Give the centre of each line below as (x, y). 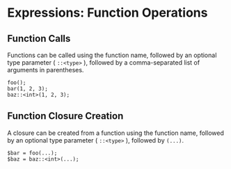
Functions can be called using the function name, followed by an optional (112, 55)
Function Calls (39, 39)
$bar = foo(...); (32, 153)
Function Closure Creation (65, 116)
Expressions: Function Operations (107, 13)
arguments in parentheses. (46, 70)
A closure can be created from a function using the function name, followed (115, 133)
